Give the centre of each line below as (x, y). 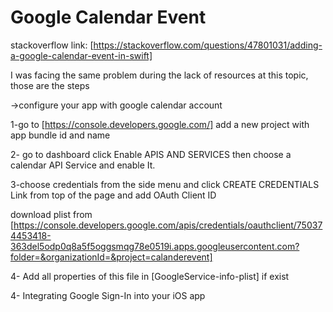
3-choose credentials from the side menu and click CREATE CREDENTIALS (165, 184)
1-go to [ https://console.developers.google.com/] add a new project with (160, 124)
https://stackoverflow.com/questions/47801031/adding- (208, 45)
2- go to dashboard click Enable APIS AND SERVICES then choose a (151, 154)
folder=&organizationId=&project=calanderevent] (111, 257)
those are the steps (50, 85)
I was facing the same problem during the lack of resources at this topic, (159, 75)
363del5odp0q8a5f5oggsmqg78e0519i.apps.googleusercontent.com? (155, 246)
